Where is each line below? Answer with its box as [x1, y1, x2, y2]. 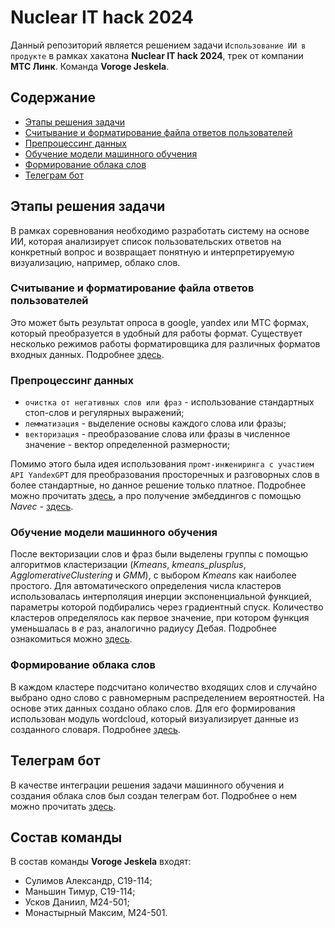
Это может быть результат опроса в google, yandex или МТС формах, [10, 316, 310, 328]
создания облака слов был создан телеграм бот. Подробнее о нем [10, 789, 298, 801]
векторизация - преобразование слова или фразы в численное [24, 428, 291, 440]
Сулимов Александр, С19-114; [24, 875, 153, 887]
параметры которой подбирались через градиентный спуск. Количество [10, 601, 324, 613]
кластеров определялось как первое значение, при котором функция [10, 612, 310, 624]
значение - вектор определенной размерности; [24, 439, 230, 451]
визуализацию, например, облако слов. [10, 256, 181, 268]
